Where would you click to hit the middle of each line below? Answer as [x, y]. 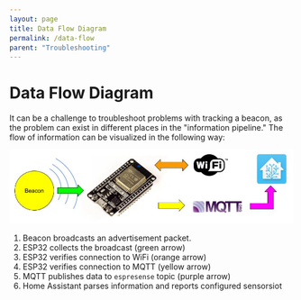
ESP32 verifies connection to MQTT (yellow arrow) [117, 267]
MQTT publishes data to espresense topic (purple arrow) [127, 276]
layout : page [34, 19]
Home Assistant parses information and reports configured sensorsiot [152, 286]
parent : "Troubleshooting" [60, 48]
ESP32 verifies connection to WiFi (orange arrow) [114, 257]
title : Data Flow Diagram [58, 28]
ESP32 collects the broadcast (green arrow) [104, 247]
